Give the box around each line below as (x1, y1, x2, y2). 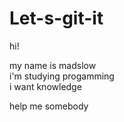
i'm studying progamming (9, 70, 115, 82)
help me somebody (9, 100, 89, 112)
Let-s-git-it (9, 7, 104, 30)
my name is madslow (9, 59, 97, 71)
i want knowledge (9, 80, 82, 92)
